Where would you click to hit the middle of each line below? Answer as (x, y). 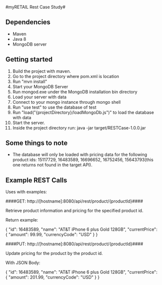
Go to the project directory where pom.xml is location (66, 76)
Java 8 (19, 39)
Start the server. (29, 123)
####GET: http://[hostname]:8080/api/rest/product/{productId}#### (74, 201)
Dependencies (28, 22)
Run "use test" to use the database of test (54, 107)
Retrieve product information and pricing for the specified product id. (74, 211)
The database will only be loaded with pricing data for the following (80, 155)
